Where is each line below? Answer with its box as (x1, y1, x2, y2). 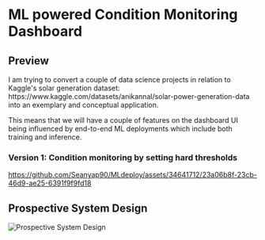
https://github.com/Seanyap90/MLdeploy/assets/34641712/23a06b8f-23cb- (8, 170, 257, 180)
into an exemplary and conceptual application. (8, 101, 159, 109)
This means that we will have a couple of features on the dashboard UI (8, 116, 239, 124)
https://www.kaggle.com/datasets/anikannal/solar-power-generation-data (8, 92, 250, 101)
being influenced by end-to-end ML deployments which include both (8, 124, 233, 133)
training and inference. (8, 132, 82, 142)
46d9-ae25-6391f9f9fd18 (8, 178, 92, 188)
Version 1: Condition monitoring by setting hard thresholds (8, 152, 238, 163)
